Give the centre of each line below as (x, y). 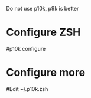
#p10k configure (26, 48)
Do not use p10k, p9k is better (43, 9)
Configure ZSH (43, 32)
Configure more (46, 73)
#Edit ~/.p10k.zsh (27, 89)
